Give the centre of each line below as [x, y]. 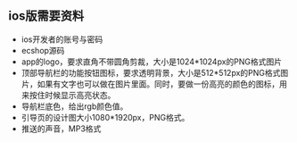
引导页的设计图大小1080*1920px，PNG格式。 [105, 117]
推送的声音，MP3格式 [61, 129]
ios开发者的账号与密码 [62, 39]
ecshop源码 [43, 50]
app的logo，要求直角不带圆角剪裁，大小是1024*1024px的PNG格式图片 [152, 62]
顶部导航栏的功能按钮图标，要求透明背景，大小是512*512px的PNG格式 [151, 72]
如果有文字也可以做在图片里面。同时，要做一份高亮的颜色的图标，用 [162, 84]
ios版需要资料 [46, 16]
